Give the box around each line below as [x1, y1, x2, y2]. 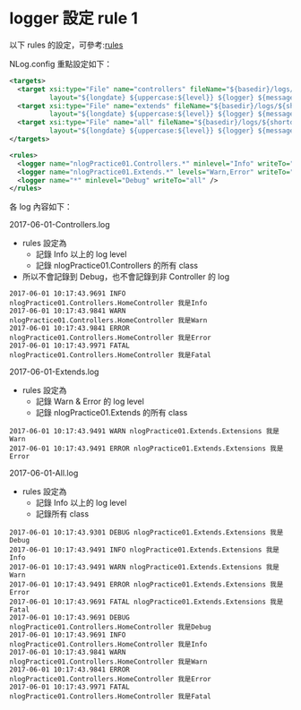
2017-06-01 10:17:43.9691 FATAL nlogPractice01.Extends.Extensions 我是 [9, 597, 284, 607]
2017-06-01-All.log [9, 467, 79, 479]
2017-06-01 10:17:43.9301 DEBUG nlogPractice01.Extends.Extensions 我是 [9, 528, 284, 537]
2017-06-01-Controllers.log [9, 219, 110, 230]
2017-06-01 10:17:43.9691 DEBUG [9, 613, 130, 622]
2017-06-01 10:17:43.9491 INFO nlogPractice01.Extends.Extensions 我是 [9, 545, 279, 555]
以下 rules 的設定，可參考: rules [9, 39, 124, 50]
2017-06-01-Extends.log [9, 366, 99, 377]
